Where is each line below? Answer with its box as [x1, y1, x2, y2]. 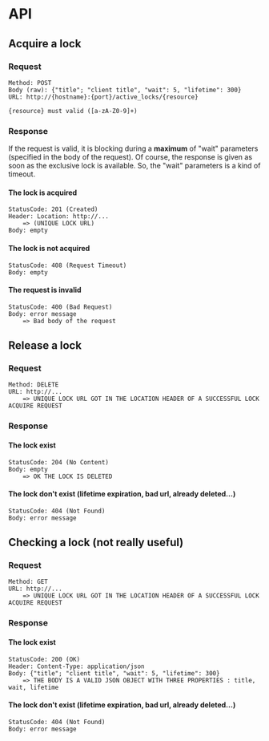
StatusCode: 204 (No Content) [8, 458, 110, 466]
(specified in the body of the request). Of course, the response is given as [8, 152, 253, 162]
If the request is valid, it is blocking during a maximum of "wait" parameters [8, 144, 259, 153]
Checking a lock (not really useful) [8, 536, 184, 549]
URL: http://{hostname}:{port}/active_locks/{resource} [8, 93, 199, 101]
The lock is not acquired [8, 243, 90, 253]
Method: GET [8, 578, 48, 586]
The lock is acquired [8, 188, 78, 197]
